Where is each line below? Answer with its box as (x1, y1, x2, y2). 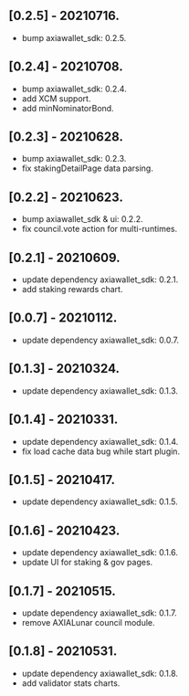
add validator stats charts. (21, 677, 121, 689)
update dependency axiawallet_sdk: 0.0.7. (21, 334, 180, 345)
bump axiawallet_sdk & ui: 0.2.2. (21, 214, 143, 225)
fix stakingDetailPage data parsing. (21, 163, 154, 174)
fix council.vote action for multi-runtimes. (21, 224, 178, 235)
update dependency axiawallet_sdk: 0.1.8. (21, 668, 179, 679)
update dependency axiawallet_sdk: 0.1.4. (21, 436, 179, 447)
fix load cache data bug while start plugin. (21, 446, 180, 457)
